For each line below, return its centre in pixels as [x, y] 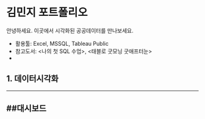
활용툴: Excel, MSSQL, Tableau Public [62, 43]
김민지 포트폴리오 [47, 13]
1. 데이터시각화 [33, 79]
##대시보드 [27, 108]
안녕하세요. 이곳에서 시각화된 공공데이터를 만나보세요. [70, 31]
